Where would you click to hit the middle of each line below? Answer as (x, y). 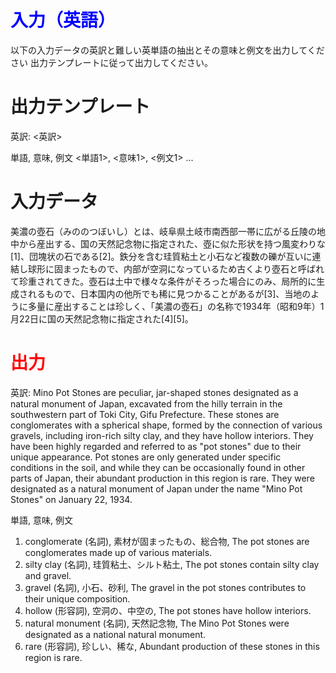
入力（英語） (63, 20)
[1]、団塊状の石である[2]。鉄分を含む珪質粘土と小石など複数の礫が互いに (161, 256)
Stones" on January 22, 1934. (71, 499)
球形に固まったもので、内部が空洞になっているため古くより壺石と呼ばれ (176, 268)
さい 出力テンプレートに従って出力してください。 (111, 62)
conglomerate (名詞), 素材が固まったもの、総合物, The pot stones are (167, 541)
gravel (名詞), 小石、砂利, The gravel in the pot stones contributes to (165, 587)
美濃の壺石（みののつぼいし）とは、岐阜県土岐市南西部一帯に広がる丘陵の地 (168, 231)
